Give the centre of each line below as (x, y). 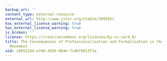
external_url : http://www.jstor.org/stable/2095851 (60, 19)
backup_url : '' (21, 10)
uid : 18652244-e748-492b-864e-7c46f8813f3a (51, 51)
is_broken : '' (20, 32)
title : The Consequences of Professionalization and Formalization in (80, 42)
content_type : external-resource (40, 14)
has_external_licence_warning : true (43, 23)
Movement (19, 46)
